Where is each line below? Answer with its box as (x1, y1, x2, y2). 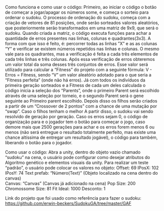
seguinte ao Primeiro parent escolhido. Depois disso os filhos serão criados (5, 98, 158, 104)
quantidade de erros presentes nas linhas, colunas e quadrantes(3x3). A (5, 35, 151, 41)
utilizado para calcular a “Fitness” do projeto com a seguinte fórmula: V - (5, 67, 152, 73)
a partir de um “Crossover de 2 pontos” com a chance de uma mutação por (5, 103, 158, 109)
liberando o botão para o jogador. (5, 140, 72, 145)
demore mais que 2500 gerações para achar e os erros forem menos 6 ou (5, 124, 155, 130)
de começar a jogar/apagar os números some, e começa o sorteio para (5, 9, 149, 15)
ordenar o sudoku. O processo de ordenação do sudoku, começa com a (5, 15, 151, 20)
